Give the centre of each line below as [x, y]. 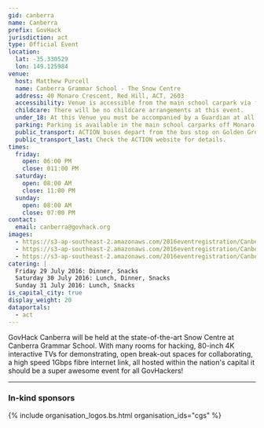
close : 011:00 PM [51, 169]
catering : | [27, 264]
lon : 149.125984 [42, 67]
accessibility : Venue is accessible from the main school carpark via [133, 103]
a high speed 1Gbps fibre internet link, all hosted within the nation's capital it [132, 362]
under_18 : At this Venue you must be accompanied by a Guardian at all [135, 118]
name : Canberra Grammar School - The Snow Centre [98, 88]
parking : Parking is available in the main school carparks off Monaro [135, 125]
